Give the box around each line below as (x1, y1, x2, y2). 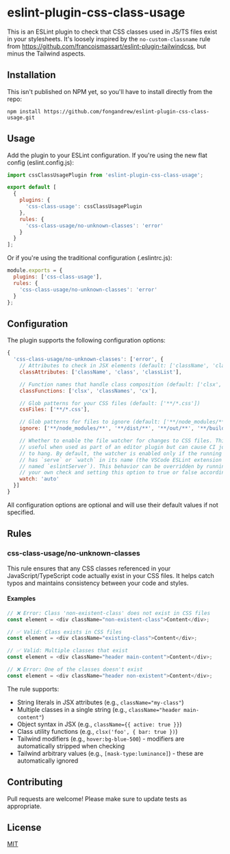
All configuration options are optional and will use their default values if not (7, 500, 219, 509)
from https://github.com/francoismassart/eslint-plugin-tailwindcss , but (7, 42, 207, 50)
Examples (7, 595, 36, 603)
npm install (7, 108, 41, 115)
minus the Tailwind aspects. (7, 49, 86, 58)
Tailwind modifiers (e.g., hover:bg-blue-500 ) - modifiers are (16, 735, 185, 743)
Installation (7, 69, 56, 81)
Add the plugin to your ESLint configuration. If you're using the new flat (7, 151, 207, 159)
